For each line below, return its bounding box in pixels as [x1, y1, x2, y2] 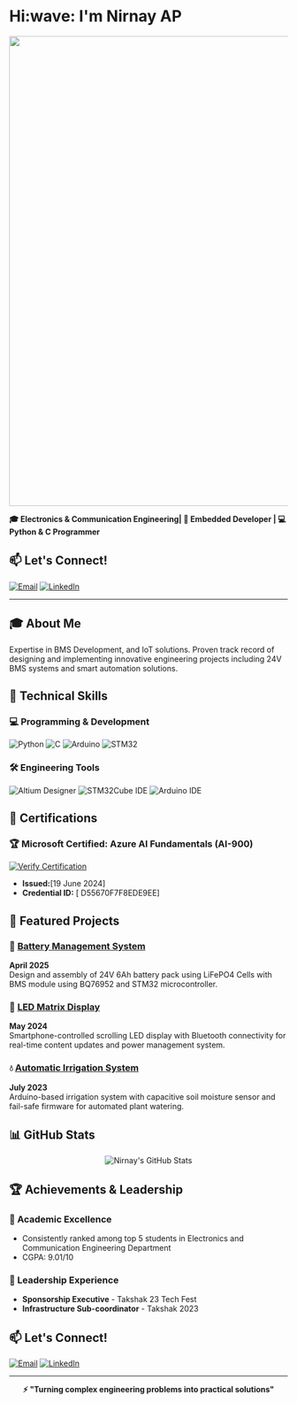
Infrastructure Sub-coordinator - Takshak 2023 [21, 1303, 199, 1315]
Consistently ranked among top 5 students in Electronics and [21, 1233, 245, 1244]
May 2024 [9, 1021, 49, 1031]
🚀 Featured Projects [9, 913, 120, 928]
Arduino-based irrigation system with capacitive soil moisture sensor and [9, 1091, 276, 1102]
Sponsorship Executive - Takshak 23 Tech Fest [21, 1294, 197, 1305]
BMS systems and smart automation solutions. [9, 663, 179, 673]
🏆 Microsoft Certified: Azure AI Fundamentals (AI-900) [9, 838, 254, 850]
